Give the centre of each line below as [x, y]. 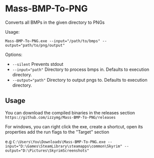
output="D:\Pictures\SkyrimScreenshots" [47, 151]
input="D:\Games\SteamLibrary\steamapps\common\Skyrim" [64, 146]
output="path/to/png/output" [35, 45]
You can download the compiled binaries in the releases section [70, 112]
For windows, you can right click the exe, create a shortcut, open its [74, 126]
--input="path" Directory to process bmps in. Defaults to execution [81, 69]
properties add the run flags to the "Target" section [57, 132]
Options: [14, 54]
